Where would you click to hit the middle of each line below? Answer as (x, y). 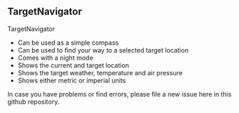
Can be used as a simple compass (68, 43)
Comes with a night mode (56, 58)
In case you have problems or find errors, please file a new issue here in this (119, 94)
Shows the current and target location (73, 65)
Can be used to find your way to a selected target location (103, 50)
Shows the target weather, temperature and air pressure (100, 72)
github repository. (34, 102)
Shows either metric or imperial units (72, 80)
